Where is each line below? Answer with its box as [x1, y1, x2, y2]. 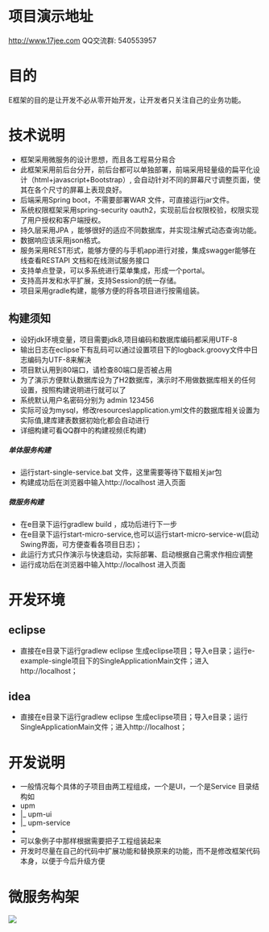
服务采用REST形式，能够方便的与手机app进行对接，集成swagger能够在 [19, 245, 256, 255]
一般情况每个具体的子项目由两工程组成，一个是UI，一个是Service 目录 [19, 782, 252, 792]
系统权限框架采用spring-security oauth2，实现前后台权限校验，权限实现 [19, 205, 259, 215]
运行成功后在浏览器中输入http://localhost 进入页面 [19, 559, 186, 569]
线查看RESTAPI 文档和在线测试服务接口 [19, 255, 151, 265]
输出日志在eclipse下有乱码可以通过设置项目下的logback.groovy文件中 [19, 345, 251, 354]
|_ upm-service [19, 818, 71, 828]
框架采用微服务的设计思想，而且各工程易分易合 [19, 154, 176, 164]
